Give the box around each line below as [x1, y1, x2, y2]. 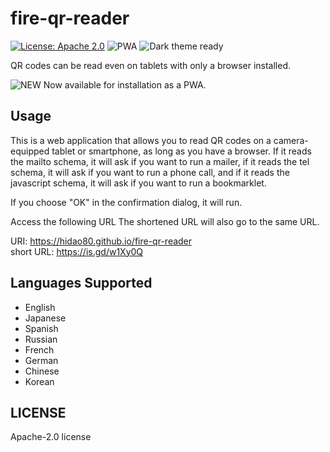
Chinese [24, 365, 60, 377]
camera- [273, 134, 309, 146]
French [24, 343, 55, 356]
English [24, 301, 56, 313]
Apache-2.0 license [10, 431, 92, 443]
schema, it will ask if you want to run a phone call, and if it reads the [10, 166, 290, 178]
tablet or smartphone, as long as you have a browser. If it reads [51, 145, 312, 157]
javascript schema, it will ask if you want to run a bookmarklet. [10, 177, 267, 189]
